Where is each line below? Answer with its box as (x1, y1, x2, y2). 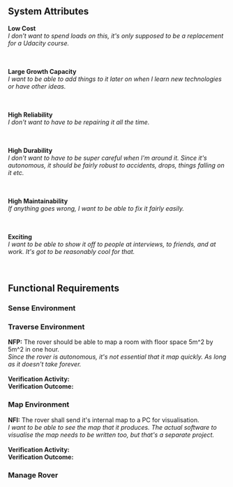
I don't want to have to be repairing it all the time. (8, 118, 150, 126)
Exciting (8, 232, 32, 241)
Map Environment (8, 400, 70, 410)
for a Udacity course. (8, 38, 70, 47)
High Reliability (8, 110, 53, 119)
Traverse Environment (8, 322, 85, 332)
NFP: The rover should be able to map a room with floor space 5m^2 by (8, 338, 213, 346)
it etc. (8, 168, 24, 177)
